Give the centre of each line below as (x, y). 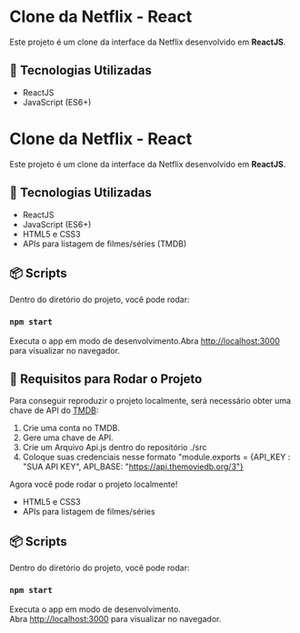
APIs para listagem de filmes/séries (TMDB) (105, 244)
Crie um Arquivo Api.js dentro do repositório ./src (115, 447)
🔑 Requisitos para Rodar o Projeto (106, 379)
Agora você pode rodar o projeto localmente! (94, 485)
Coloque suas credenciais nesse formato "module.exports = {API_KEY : (156, 457)
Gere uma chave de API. (68, 437)
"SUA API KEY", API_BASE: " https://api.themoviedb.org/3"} (133, 467)
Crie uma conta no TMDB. (71, 428)
